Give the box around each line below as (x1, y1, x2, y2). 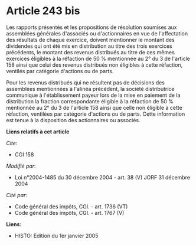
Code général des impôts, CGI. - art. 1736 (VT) (14, 202, 128, 210)
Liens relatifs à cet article (6, 128, 70, 135)
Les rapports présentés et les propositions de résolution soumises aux (6, 24, 177, 31)
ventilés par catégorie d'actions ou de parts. (6, 67, 114, 74)
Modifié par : (6, 162, 37, 169)
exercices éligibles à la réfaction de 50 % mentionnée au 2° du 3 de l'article (6, 55, 190, 62)
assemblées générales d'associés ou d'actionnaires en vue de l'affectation (6, 30, 188, 37)
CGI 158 (14, 151, 34, 158)
